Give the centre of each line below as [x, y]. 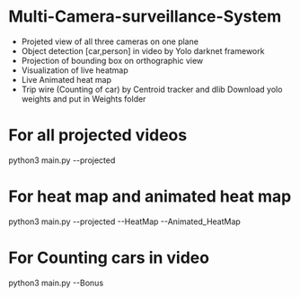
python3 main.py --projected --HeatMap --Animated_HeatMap [125, 221]
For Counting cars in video [109, 257]
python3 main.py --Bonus [56, 283]
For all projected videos [98, 135]
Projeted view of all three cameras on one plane [110, 41]
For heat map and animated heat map [150, 197]
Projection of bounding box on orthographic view [112, 60]
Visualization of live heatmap [75, 70]
